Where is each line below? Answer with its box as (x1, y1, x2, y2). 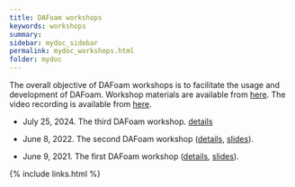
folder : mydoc (9, 55, 63, 64)
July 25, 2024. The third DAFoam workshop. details (22, 116, 213, 127)
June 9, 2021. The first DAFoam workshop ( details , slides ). (22, 151, 240, 162)
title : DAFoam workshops (9, 13, 103, 22)
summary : (9, 30, 42, 39)
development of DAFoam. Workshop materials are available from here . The (9, 89, 286, 100)
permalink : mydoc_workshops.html (9, 47, 135, 56)
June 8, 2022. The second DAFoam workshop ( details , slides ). (22, 134, 255, 144)
